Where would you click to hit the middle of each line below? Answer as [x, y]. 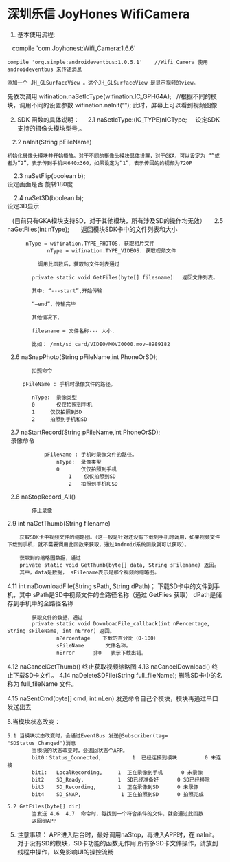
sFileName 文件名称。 [94, 645]
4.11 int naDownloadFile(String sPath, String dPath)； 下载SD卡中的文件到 [111, 586]
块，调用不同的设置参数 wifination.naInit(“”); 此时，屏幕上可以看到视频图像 [112, 105]
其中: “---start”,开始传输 [67, 291]
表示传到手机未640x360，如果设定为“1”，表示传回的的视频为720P [112, 163]
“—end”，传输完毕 [54, 304]
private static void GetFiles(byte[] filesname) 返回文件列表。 [125, 277]
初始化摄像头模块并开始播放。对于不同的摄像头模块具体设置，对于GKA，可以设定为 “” [111, 155]
